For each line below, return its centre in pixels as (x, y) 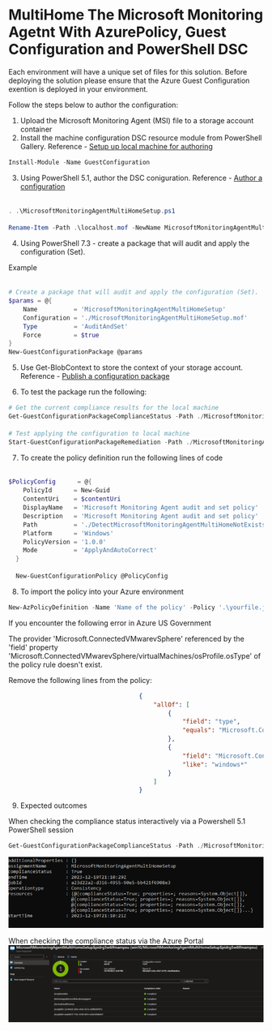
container (36, 129)
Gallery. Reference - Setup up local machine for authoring (116, 146)
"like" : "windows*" (215, 764)
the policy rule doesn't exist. (55, 664)
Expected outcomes (53, 805)
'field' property (33, 647)
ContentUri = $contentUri (72, 499)
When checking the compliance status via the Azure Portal (106, 941)
